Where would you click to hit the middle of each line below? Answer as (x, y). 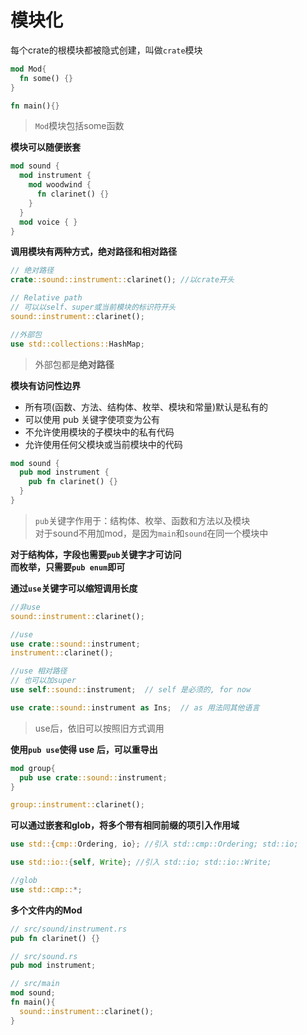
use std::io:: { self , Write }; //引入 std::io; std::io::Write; (141, 862)
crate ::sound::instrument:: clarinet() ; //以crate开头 (122, 280)
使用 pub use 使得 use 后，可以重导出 (84, 749)
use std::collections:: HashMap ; (77, 344)
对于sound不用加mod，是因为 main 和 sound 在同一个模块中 (151, 533)
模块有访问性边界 (45, 385)
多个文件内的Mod (46, 910)
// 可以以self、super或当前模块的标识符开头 (93, 307)
